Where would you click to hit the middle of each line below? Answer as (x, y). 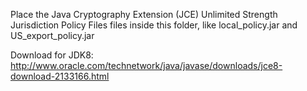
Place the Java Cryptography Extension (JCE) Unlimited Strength (144, 14)
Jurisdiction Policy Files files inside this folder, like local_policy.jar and (154, 25)
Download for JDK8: (52, 55)
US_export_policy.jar (52, 35)
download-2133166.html (60, 76)
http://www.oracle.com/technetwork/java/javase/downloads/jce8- (146, 65)
